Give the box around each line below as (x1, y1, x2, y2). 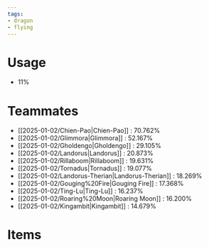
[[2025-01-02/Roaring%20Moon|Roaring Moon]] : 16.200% (17, 194, 192, 203)
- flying (7, 23, 33, 31)
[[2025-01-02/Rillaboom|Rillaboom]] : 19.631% (17, 157, 154, 165)
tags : (7, 10, 23, 18)
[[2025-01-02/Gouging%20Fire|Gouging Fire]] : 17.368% (17, 179, 184, 188)
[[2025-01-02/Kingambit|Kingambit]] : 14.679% (17, 202, 156, 211)
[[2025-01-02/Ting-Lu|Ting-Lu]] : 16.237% (17, 186, 144, 196)
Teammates (7, 103, 79, 119)
